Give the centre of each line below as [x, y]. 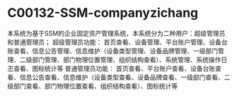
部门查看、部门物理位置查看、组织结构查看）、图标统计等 [96, 86]
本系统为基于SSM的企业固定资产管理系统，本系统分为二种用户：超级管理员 [116, 33]
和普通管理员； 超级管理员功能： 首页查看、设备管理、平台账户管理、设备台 [117, 42]
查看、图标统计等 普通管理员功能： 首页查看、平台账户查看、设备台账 [114, 68]
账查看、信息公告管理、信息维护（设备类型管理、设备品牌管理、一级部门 [112, 51]
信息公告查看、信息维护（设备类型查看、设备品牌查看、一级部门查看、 [122, 77]
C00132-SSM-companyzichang [103, 13]
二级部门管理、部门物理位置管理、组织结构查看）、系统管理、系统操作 [120, 59]
